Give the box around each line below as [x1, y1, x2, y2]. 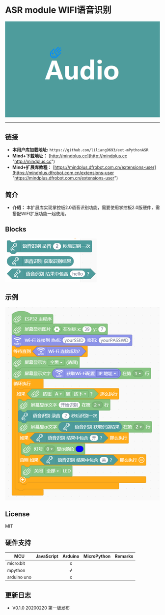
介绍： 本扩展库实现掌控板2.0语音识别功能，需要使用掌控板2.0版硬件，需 [12, 205, 160, 210]
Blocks [5, 225, 27, 234]
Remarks [114, 554, 134, 559]
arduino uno [7, 574, 32, 580]
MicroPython [83, 554, 111, 559]
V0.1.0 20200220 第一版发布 [12, 605, 70, 611]
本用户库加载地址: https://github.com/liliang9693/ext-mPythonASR [12, 147, 149, 153]
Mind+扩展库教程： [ [12, 164, 55, 170]
